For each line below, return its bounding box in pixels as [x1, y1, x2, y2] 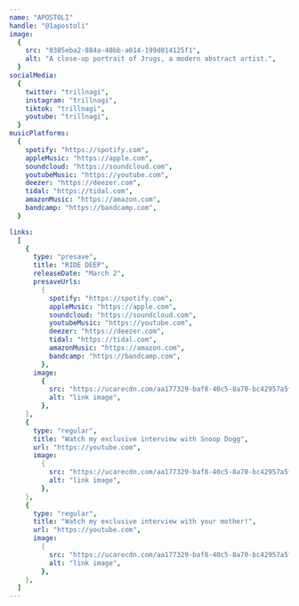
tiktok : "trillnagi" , [25, 104, 105, 113]
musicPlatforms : [9, 129, 69, 138]
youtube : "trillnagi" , [25, 112, 109, 121]
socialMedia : [9, 71, 58, 80]
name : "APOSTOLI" [9, 12, 74, 22]
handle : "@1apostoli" [9, 21, 90, 30]
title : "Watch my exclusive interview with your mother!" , [32, 517, 256, 526]
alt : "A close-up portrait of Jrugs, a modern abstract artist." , [25, 54, 277, 63]
